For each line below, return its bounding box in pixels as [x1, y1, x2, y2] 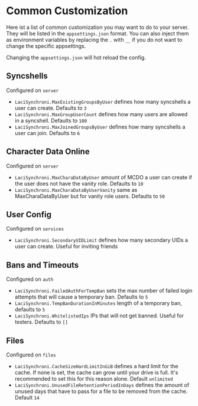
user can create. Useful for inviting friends [14, 243, 118, 250]
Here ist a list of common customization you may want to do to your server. [6, 24, 189, 31]
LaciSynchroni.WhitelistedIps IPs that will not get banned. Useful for [14, 312, 184, 319]
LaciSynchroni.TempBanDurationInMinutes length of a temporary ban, [14, 300, 182, 307]
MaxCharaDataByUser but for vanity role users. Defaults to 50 [14, 192, 165, 199]
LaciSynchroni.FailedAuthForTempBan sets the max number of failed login [14, 287, 193, 294]
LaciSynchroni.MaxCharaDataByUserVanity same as [14, 186, 138, 193]
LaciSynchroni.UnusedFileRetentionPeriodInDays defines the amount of [14, 382, 190, 388]
